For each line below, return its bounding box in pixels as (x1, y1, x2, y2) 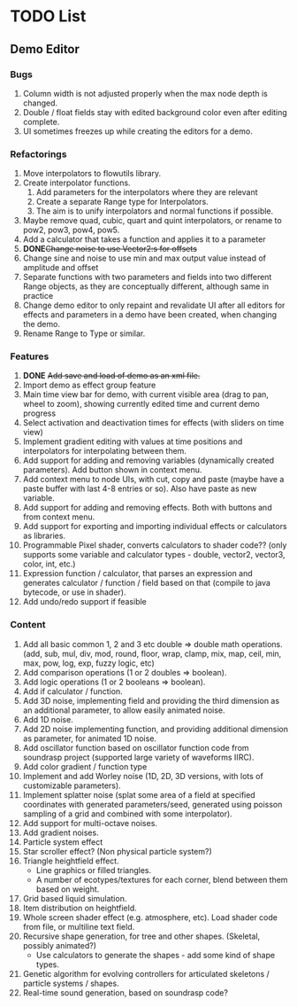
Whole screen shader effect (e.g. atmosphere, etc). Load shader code (22, 911, 278, 923)
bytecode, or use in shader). (22, 587, 126, 597)
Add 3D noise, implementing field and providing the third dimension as (22, 695, 280, 706)
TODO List (10, 6, 87, 27)
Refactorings (10, 148, 67, 160)
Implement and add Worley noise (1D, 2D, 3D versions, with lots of (22, 770, 263, 781)
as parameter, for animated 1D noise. (22, 733, 157, 744)
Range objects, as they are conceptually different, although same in (22, 281, 270, 292)
